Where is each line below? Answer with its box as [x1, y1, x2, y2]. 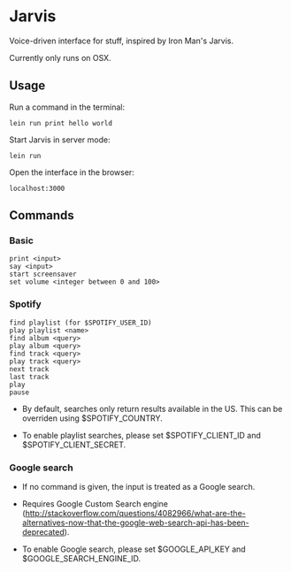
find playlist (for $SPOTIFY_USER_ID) [9, 318, 152, 327]
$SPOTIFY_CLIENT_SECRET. [21, 439, 126, 450]
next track [9, 364, 50, 373]
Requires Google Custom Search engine [21, 499, 169, 509]
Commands [9, 208, 75, 223]
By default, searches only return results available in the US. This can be [21, 403, 283, 414]
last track [9, 372, 50, 381]
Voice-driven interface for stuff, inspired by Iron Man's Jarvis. [9, 35, 234, 46]
